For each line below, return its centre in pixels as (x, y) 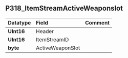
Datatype (19, 22)
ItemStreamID (52, 39)
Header (45, 31)
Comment (98, 22)
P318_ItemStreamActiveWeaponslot (64, 8)
